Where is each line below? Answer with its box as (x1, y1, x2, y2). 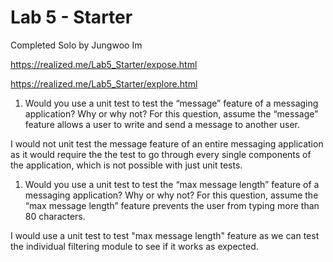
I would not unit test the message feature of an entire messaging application (10, 137, 324, 150)
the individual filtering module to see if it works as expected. (10, 240, 259, 252)
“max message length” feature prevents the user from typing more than (24, 199, 320, 211)
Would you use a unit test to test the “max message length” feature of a (24, 178, 320, 190)
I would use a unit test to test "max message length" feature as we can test (10, 229, 320, 241)
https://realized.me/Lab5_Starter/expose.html (10, 58, 198, 70)
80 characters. (24, 210, 86, 222)
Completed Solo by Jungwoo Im (10, 39, 143, 51)
